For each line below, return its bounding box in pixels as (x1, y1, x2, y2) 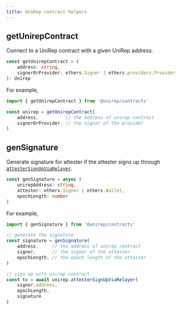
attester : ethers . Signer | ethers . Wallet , (17, 187, 125, 193)
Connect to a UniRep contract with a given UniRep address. (6, 47, 153, 54)
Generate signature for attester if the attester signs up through (6, 158, 160, 166)
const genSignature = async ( (6, 176, 82, 182)
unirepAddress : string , (17, 182, 77, 188)
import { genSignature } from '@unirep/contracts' (6, 221, 136, 228)
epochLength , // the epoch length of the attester (17, 254, 147, 261)
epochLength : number (17, 193, 68, 199)
